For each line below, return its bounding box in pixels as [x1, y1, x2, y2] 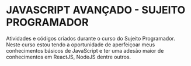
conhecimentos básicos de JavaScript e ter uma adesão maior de [6, 47, 164, 54]
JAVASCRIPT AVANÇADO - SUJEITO [6, 3, 186, 17]
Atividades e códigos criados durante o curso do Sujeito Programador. [6, 35, 175, 42]
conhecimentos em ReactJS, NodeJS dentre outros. [6, 53, 131, 60]
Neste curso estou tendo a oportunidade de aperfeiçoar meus [6, 41, 155, 48]
